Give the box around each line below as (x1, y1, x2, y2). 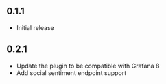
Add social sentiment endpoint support (16, 68, 127, 77)
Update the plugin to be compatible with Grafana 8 (16, 61, 160, 70)
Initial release (16, 23, 54, 31)
